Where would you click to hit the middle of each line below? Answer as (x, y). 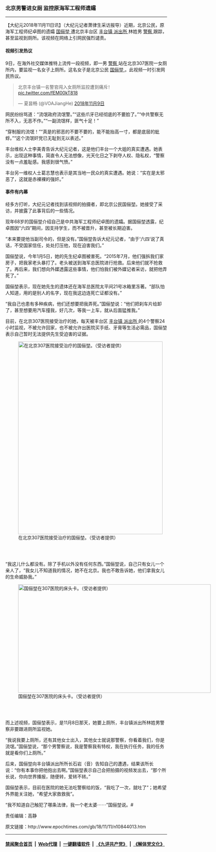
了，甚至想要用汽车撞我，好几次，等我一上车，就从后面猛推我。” (73, 310)
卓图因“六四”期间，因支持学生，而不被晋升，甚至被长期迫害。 (70, 228)
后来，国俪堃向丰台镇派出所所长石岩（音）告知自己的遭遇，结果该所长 (80, 764)
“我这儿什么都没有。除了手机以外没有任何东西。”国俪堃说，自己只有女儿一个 (85, 564)
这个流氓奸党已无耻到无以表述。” (50, 138)
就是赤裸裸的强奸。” (43, 179)
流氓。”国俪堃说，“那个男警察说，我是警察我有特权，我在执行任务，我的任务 (85, 746)
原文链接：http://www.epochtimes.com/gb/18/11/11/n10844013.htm (76, 826)
